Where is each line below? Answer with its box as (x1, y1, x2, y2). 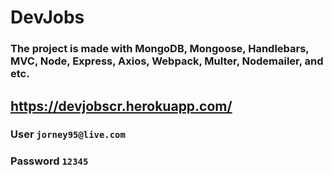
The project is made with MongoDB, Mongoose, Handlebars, (10, 42, 310, 56)
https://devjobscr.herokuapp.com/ (10, 97, 233, 115)
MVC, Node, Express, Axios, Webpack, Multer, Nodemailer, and (10, 54, 324, 68)
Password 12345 (10, 154, 89, 168)
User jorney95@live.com (10, 127, 126, 141)
